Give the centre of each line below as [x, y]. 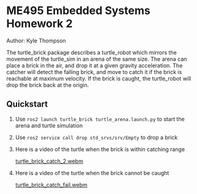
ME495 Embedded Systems [79, 11]
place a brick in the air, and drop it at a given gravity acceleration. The [95, 65]
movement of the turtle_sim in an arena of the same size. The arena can [97, 59]
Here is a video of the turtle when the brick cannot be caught [92, 173]
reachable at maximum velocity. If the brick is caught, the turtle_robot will [99, 78]
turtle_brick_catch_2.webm [49, 161]
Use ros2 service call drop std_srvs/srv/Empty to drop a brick [96, 137]
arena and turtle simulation [49, 125]
